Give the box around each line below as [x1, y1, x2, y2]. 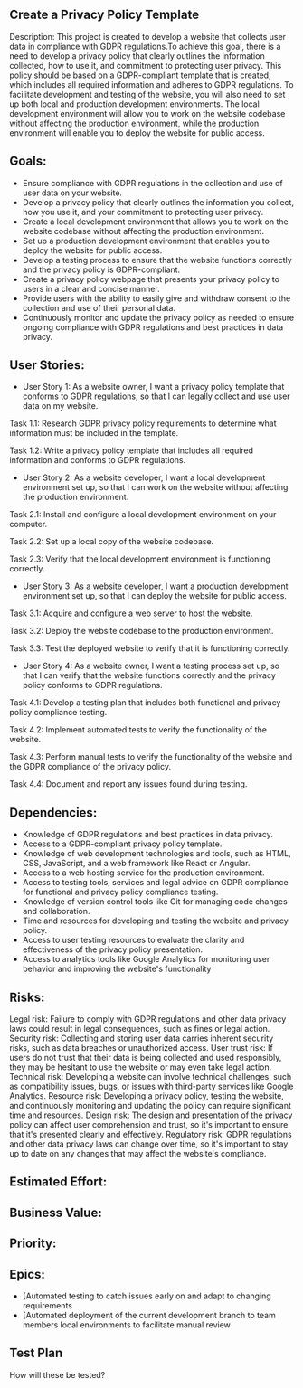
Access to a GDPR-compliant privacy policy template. [22, 838, 223, 849]
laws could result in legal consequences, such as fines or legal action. [9, 1024, 270, 1034]
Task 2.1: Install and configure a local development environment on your [9, 509, 277, 520]
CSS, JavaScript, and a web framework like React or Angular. [22, 858, 251, 869]
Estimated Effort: [9, 1175, 108, 1190]
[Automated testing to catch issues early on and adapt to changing [22, 1290, 271, 1301]
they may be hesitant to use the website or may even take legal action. [9, 1062, 272, 1072]
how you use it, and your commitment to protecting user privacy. [22, 206, 264, 217]
